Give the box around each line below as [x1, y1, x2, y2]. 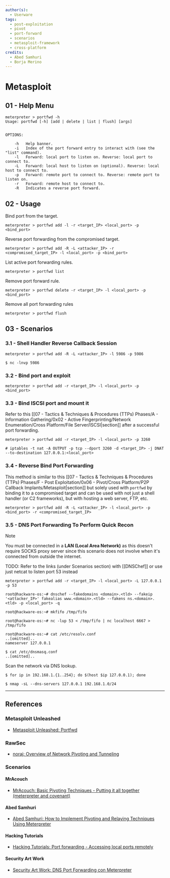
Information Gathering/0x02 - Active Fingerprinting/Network [5, 416, 131, 423]
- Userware [10, 12, 33, 17]
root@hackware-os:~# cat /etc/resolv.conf [5, 631, 96, 637]
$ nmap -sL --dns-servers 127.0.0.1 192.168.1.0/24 [5, 681, 116, 686]
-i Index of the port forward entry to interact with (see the [14, 146, 155, 151]
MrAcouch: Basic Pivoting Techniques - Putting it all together [12, 787, 140, 794]
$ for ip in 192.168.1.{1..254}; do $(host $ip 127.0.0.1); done [5, 673, 146, 678]
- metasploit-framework [10, 41, 60, 46]
